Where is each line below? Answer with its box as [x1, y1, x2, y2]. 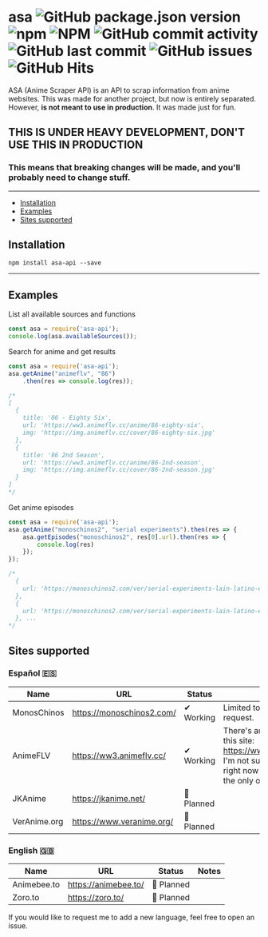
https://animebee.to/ [67, 879, 144, 891]
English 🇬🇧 [8, 844, 54, 855]
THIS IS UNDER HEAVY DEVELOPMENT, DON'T [8, 126, 246, 139]
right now [223, 764, 259, 776]
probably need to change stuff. [8, 172, 131, 183]
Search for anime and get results [8, 347, 116, 356]
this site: [223, 735, 255, 746]
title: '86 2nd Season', [22, 451, 105, 459]
